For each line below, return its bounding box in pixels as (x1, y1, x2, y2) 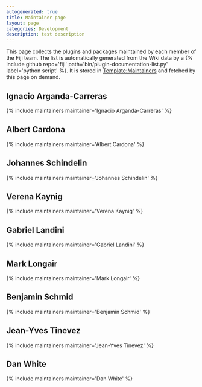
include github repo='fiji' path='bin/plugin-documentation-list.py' (6, 61, 168, 68)
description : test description (6, 31, 85, 37)
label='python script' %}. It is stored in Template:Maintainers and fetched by (6, 67, 196, 74)
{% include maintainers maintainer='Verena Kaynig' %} (6, 208, 144, 215)
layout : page (6, 20, 39, 26)
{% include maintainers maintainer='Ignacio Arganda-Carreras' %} (6, 107, 172, 114)
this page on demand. (6, 74, 61, 81)
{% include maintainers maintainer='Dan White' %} (6, 375, 133, 382)
